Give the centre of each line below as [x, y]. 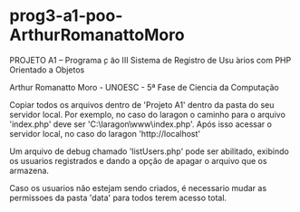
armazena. [29, 170]
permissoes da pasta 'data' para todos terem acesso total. [118, 198]
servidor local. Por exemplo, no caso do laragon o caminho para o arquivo [147, 114]
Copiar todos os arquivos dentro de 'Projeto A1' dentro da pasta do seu [142, 104]
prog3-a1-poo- [66, 16]
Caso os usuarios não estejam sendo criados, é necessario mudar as [138, 188]
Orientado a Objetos [47, 70]
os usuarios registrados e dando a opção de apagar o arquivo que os [138, 160]
